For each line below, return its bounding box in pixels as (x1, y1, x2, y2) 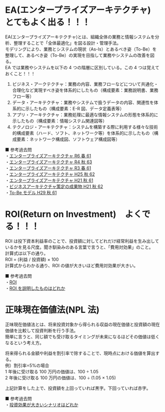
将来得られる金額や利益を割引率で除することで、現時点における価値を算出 (5, 350, 156, 356)
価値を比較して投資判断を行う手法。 (5, 327, 79, 334)
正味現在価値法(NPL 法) (5, 305, 100, 315)
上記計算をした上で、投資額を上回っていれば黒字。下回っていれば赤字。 (5, 385, 151, 391)
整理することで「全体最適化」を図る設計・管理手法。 (13, 40, 121, 46)
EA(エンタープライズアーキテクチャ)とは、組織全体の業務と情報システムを (5, 34, 155, 40)
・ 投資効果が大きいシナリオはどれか (5, 402, 79, 408)
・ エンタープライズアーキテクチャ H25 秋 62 (5, 171, 95, 177)
